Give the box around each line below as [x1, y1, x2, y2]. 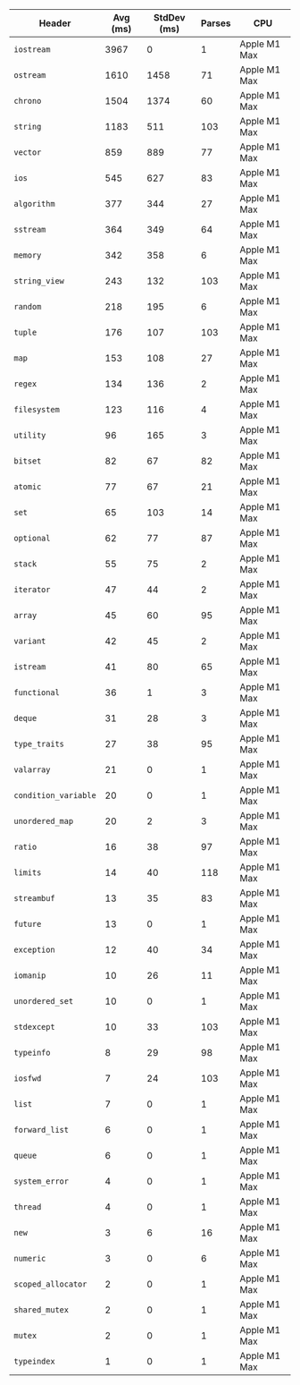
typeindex [13, 1356, 55, 1366]
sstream [13, 225, 46, 234]
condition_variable [13, 791, 96, 800]
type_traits [13, 739, 65, 749]
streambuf [13, 894, 55, 903]
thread [13, 1202, 42, 1211]
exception [13, 945, 55, 955]
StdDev [153, 12, 186, 23]
